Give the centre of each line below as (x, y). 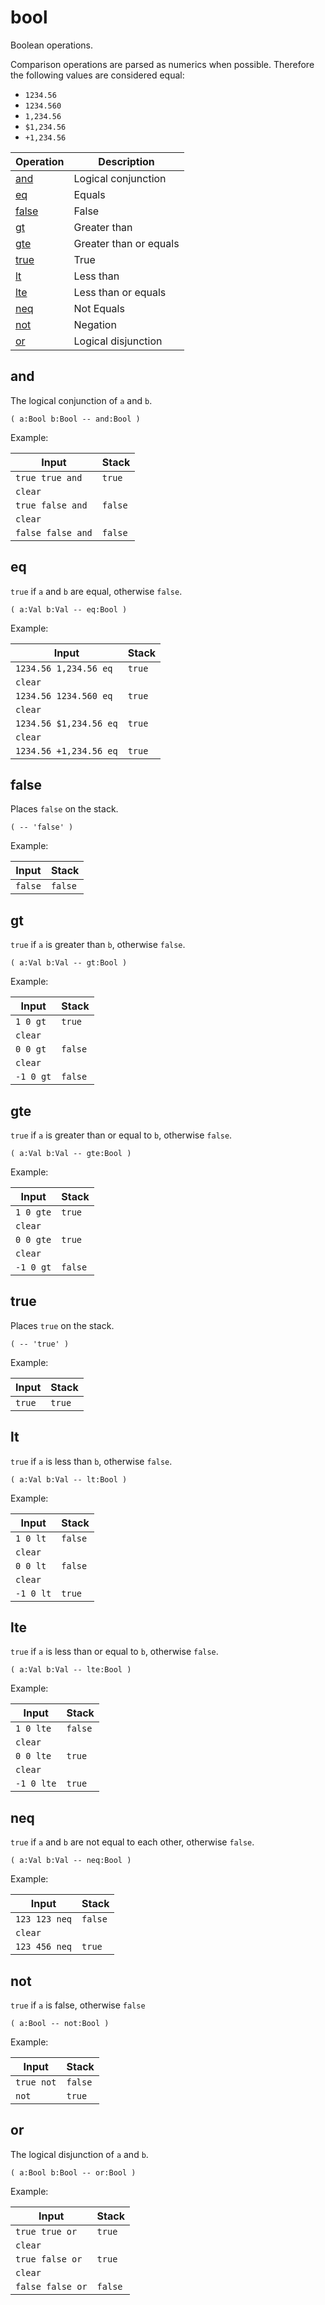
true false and (51, 505)
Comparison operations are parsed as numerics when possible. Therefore (162, 64)
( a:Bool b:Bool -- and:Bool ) (75, 419)
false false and (54, 532)
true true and (49, 477)
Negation (95, 324)
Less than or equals (120, 292)
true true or (46, 2231)
